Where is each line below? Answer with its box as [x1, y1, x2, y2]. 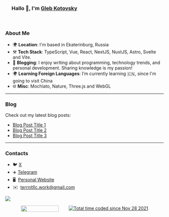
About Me [5, 30, 30, 37]
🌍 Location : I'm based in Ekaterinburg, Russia [12, 41, 109, 47]
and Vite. [12, 54, 32, 60]
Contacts [5, 150, 29, 157]
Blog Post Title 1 [12, 122, 46, 128]
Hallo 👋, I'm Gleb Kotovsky [12, 5, 77, 12]
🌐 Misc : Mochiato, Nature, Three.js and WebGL [12, 83, 111, 89]
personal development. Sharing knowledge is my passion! [12, 64, 132, 71]
